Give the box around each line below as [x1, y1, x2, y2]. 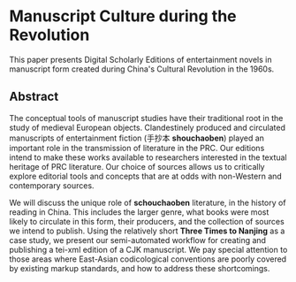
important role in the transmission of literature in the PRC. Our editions [9, 142, 265, 153]
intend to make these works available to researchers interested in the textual [9, 152, 287, 163]
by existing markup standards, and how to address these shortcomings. [9, 263, 270, 273]
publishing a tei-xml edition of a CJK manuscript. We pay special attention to [9, 244, 288, 255]
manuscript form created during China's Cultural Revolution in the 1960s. [9, 64, 275, 74]
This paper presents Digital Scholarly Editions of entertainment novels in [9, 54, 272, 65]
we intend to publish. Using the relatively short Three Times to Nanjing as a [9, 225, 285, 236]
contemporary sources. [9, 179, 95, 191]
